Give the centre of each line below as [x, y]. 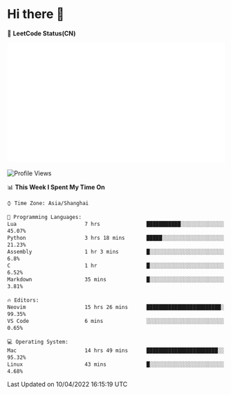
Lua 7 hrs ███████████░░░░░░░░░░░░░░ [116, 224]
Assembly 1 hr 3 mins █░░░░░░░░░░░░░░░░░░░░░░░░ [116, 252]
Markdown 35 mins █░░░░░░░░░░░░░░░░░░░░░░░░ [116, 279]
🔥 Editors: [23, 300]
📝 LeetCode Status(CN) [41, 33]
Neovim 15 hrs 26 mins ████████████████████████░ [116, 307]
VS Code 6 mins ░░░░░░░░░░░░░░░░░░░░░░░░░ [116, 321]
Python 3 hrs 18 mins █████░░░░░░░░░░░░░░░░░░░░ [116, 238]
